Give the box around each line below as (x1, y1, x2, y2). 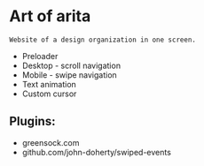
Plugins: (9, 114, 56, 129)
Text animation (21, 79, 77, 89)
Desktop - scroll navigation (21, 60, 122, 71)
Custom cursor (21, 88, 77, 99)
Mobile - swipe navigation (21, 69, 117, 80)
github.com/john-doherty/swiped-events (21, 147, 171, 157)
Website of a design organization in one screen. (9, 35, 197, 44)
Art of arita (9, 6, 91, 26)
